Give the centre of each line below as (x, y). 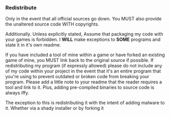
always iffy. (17, 93)
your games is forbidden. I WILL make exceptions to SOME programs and (83, 39)
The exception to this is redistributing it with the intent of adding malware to (85, 103)
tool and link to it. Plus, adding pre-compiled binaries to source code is (80, 87)
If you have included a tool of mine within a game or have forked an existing (85, 55)
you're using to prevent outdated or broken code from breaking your (77, 77)
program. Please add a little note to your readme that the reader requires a (84, 82)
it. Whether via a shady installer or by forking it (55, 108)
